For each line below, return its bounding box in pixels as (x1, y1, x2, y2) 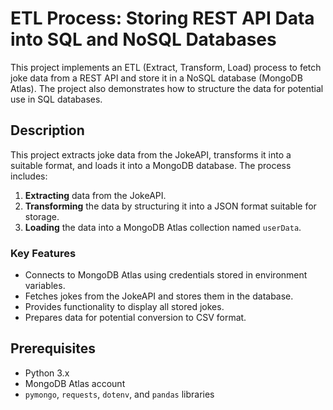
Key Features (10, 246, 77, 260)
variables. (24, 280, 66, 292)
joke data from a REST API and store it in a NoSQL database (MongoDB (10, 72, 303, 84)
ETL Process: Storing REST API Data (10, 7, 315, 30)
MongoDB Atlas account (24, 377, 126, 389)
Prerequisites (10, 340, 96, 357)
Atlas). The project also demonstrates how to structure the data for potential (10, 82, 324, 94)
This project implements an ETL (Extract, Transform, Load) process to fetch (10, 61, 322, 73)
